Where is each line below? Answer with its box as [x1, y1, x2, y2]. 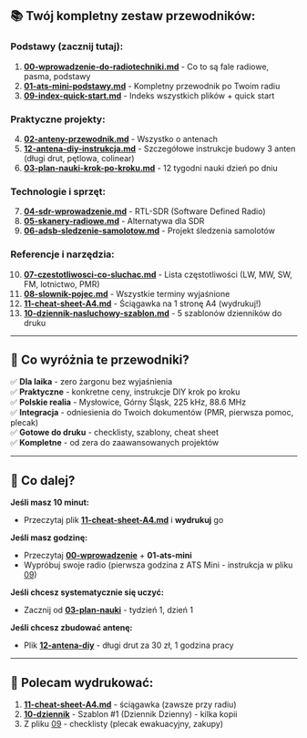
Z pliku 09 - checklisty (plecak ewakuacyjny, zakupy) [23, 719, 224, 730]
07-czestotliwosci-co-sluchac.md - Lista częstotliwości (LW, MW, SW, [23, 269, 292, 280]
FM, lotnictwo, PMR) [23, 278, 100, 290]
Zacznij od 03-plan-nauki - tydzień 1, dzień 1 [23, 605, 194, 616]
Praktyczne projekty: [10, 113, 106, 126]
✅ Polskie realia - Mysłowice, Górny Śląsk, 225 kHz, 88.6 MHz [10, 396, 247, 408]
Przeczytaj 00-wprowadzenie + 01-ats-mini [23, 550, 192, 561]
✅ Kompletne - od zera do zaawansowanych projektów [10, 437, 220, 448]
